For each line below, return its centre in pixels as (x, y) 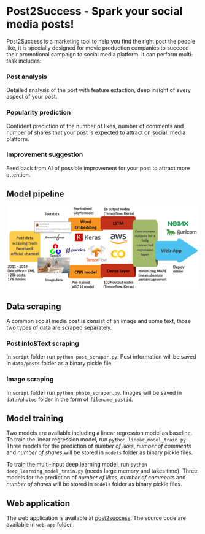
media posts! (41, 24)
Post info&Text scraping (43, 343)
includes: (30, 61)
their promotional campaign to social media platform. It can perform (92, 54)
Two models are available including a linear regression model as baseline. (99, 433)
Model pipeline (35, 194)
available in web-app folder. (40, 525)
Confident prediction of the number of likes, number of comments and (95, 126)
